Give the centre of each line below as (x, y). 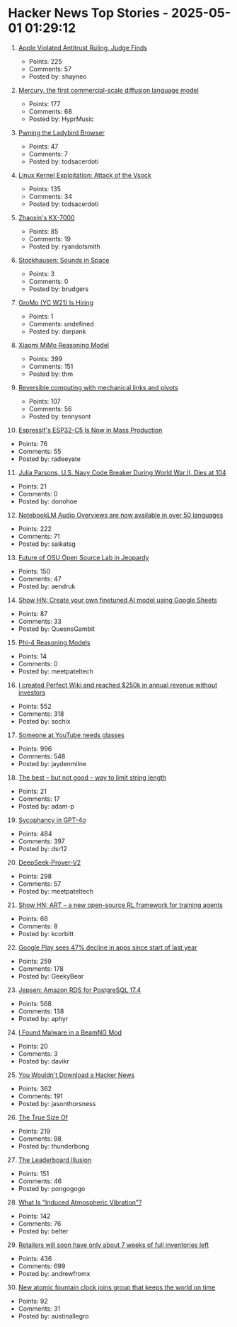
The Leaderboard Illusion (55, 1160)
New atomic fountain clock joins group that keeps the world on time (117, 1287)
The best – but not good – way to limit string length (92, 778)
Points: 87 (33, 613)
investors (31, 693)
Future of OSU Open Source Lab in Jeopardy (83, 557)
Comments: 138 (41, 1011)
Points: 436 (35, 1258)
